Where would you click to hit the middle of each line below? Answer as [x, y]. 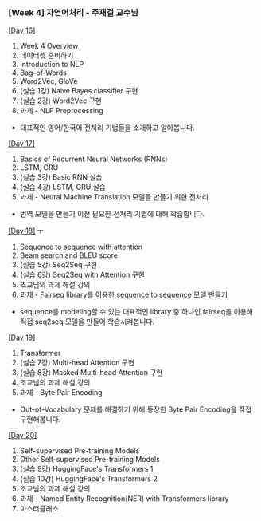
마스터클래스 [39, 509]
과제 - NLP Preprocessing [61, 111]
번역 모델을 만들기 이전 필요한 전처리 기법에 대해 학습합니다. [112, 214]
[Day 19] [22, 337]
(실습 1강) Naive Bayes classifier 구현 [79, 91]
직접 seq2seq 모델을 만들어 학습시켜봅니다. [87, 322]
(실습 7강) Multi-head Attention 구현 [77, 363]
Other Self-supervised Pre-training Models [90, 460]
